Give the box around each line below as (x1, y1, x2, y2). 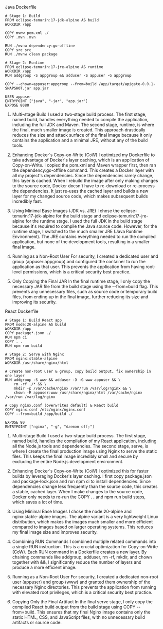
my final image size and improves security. (12, 529, 98, 535)
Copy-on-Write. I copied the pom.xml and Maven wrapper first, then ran (12, 162, 157, 168)
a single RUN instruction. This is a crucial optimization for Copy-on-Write (12, 544, 158, 549)
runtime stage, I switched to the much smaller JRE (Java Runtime (12, 229, 143, 234)
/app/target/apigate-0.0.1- (98, 82, 156, 87)
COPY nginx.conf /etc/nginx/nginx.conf (5, 407, 86, 412)
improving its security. (12, 299, 57, 305)
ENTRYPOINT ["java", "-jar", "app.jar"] (5, 99, 89, 104)
